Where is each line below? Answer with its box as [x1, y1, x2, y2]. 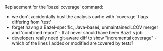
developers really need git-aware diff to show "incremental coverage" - [11, 35, 157, 41]
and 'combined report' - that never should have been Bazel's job [11, 30, 143, 35]
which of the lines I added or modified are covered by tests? [11, 40, 134, 46]
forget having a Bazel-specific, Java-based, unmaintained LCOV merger [11, 24, 159, 30]
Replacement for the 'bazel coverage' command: [4, 4, 104, 10]
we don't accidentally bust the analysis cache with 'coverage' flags [11, 14, 148, 19]
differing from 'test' [11, 19, 51, 25]
